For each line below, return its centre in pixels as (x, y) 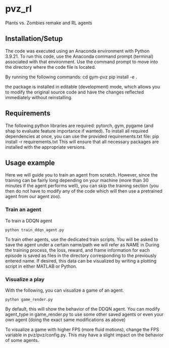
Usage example (30, 163)
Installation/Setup (34, 39)
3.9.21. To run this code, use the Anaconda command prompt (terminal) (79, 56)
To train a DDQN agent (29, 221)
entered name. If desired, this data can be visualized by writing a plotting (81, 260)
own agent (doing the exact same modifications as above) (66, 320)
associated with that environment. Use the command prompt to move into (81, 62)
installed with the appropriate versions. (46, 147)
